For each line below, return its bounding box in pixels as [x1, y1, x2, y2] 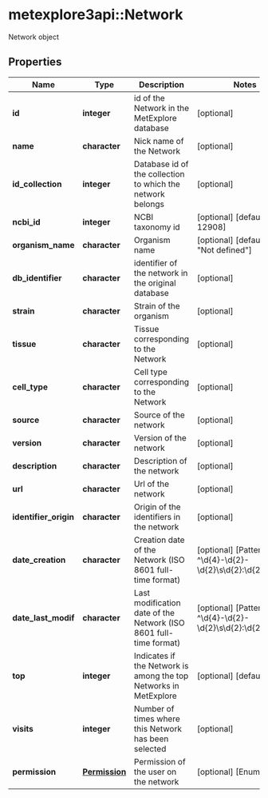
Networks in [134, 680, 179, 691]
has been [134, 733, 169, 744]
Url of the [134, 478, 170, 489]
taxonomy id [134, 221, 181, 233]
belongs [134, 198, 165, 209]
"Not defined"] [196, 244, 253, 255]
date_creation [12, 554, 66, 565]
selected [134, 743, 167, 754]
